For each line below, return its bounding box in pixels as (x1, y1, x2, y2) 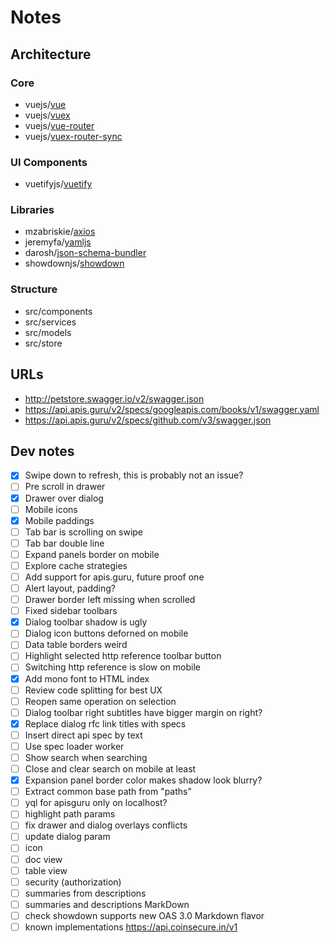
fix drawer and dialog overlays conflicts (24, 819, 188, 831)
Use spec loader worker (24, 740, 125, 752)
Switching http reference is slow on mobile (24, 661, 201, 673)
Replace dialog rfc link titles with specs (24, 717, 187, 730)
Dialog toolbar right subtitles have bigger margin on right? (24, 706, 263, 718)
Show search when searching (24, 751, 148, 763)
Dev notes (10, 442, 75, 460)
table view (24, 864, 68, 876)
